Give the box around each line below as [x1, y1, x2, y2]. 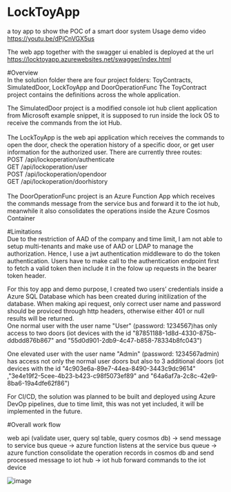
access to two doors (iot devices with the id [7, 329, 131, 337]
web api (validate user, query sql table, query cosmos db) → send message [7, 433, 222, 442]
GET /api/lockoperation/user [7, 162, 88, 171]
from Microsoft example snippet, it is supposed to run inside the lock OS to [7, 111, 220, 120]
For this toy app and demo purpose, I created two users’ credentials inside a [7, 285, 224, 293]
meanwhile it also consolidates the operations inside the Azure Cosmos [7, 207, 210, 215]
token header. [7, 271, 47, 280]
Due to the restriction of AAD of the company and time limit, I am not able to [7, 234, 223, 243]
